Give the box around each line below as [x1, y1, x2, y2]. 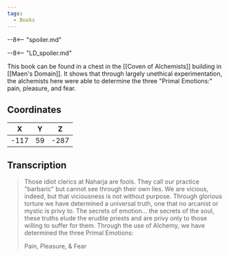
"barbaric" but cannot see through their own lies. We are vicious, [23, 185, 209, 193]
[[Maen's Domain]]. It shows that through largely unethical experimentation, [7, 70, 223, 78]
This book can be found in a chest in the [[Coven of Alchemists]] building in [7, 62, 222, 70]
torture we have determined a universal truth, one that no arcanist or [23, 200, 219, 208]
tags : [7, 10, 23, 17]
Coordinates [7, 104, 62, 116]
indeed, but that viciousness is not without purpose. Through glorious [23, 192, 223, 200]
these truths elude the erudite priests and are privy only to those [23, 214, 208, 222]
